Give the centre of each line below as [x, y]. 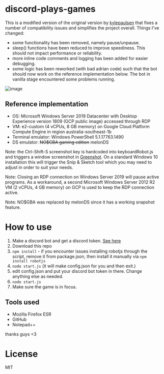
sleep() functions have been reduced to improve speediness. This [79, 48]
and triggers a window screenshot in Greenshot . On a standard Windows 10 [82, 157]
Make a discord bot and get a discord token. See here [67, 241]
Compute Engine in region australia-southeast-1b [62, 132]
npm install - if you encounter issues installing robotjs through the [80, 251]
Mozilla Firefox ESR [32, 314]
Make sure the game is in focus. [44, 287]
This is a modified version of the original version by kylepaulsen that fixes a [82, 23]
